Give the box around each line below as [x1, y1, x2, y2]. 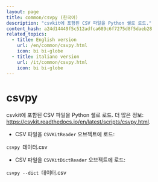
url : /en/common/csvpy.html [17, 43, 87, 49]
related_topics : [6, 31, 47, 37]
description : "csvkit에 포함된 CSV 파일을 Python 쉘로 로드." [6, 20, 152, 26]
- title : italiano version [11, 54, 80, 60]
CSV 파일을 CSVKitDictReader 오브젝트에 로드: [14, 156, 125, 163]
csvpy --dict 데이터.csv [6, 169, 67, 177]
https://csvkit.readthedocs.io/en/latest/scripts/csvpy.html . [6, 118, 151, 125]
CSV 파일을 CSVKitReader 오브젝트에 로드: [14, 131, 115, 138]
